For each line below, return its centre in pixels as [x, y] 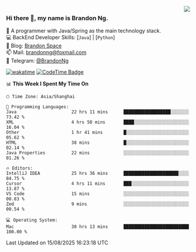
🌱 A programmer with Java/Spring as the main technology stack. [84, 31]
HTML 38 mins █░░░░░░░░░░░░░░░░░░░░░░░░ [98, 143]
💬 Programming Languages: [37, 107]
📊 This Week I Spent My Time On [47, 84]
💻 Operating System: [32, 220]
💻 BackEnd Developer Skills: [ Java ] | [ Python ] [61, 37]
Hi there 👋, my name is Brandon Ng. [57, 18]
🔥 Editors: [20, 168]
